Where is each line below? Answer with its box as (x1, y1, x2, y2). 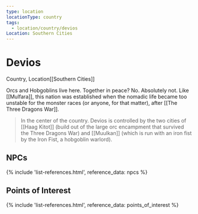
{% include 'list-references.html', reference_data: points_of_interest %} (6, 201, 179, 208)
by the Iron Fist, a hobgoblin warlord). (20, 136, 112, 143)
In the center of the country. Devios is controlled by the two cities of (20, 117, 187, 124)
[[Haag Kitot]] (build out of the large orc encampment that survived (20, 123, 184, 130)
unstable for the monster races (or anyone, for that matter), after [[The (6, 100, 177, 107)
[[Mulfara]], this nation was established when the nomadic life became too (6, 93, 187, 100)
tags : (6, 19, 20, 25)
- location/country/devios (11, 25, 78, 31)
